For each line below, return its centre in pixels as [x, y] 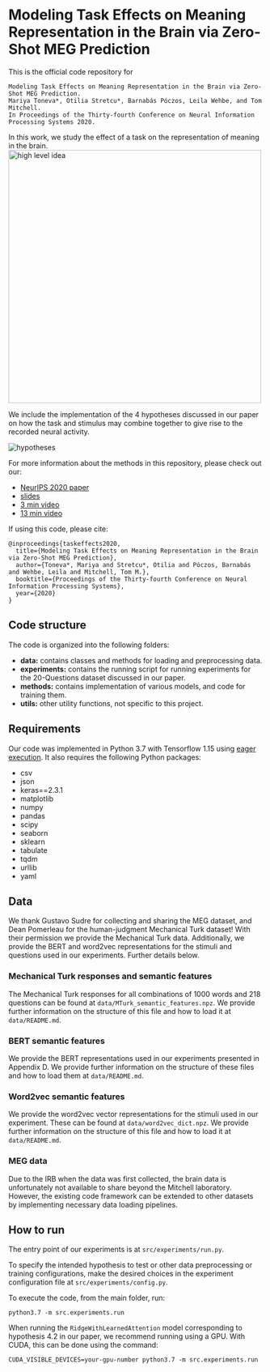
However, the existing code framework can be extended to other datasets [131, 1195]
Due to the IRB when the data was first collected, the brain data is [117, 1178]
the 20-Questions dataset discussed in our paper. [103, 677]
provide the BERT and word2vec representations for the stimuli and [120, 947]
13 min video [41, 513]
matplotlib [37, 799]
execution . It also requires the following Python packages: [105, 757]
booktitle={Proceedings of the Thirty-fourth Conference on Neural [132, 579]
